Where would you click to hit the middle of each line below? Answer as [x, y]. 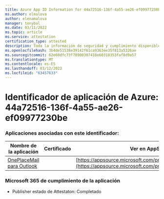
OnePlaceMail [23, 160]
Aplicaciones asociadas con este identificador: [62, 133]
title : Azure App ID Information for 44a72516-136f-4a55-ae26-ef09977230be [84, 10]
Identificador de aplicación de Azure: [82, 97]
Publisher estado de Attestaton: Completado [57, 191]
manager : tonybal [23, 23]
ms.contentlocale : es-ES [30, 64]
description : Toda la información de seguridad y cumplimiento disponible [83, 46]
